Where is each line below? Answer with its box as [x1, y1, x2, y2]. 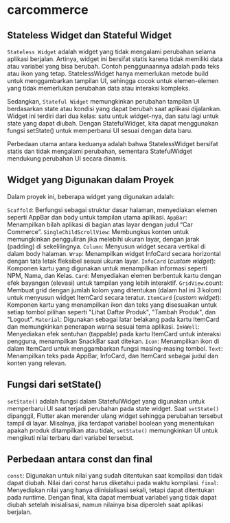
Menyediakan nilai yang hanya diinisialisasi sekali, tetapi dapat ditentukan [7, 486, 215, 494]
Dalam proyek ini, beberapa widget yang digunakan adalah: [7, 192, 175, 200]
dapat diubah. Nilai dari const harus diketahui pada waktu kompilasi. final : [7, 479, 219, 487]
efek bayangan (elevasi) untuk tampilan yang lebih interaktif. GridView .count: [7, 279, 224, 287]
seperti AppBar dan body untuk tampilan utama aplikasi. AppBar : [7, 213, 187, 221]
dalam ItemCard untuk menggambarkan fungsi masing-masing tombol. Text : [7, 344, 223, 352]
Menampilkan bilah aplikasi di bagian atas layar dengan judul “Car [7, 220, 194, 229]
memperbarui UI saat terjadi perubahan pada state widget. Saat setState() [7, 404, 220, 412]
